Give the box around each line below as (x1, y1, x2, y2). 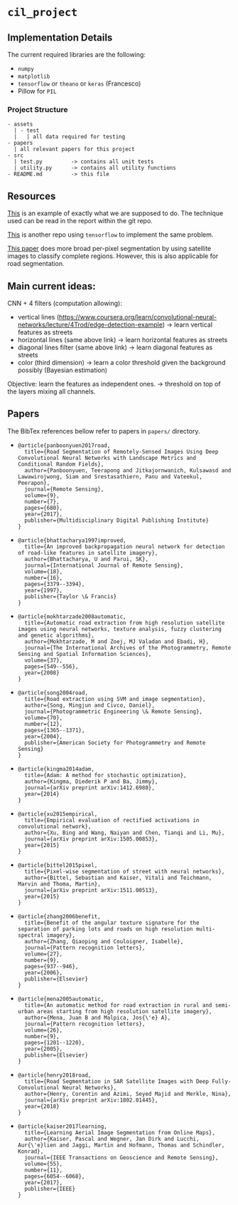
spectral (17, 931, 44, 939)
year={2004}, (24, 733, 63, 740)
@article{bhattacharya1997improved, (17, 537, 126, 544)
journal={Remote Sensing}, (24, 486, 104, 493)
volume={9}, (24, 491, 60, 499)
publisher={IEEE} (24, 1185, 76, 1192)
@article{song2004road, (17, 689, 89, 697)
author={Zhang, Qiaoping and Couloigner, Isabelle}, (24, 938, 184, 945)
